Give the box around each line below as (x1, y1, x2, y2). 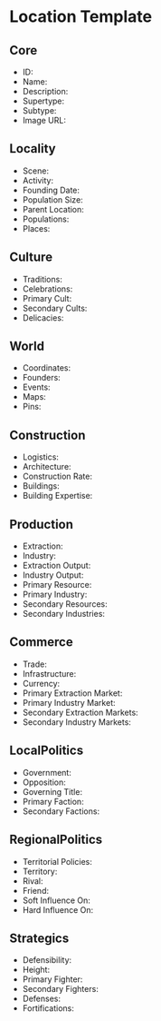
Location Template (9, 6, 152, 27)
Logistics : (22, 451, 59, 462)
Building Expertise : (22, 491, 93, 501)
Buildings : (22, 481, 61, 491)
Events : (22, 382, 52, 392)
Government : (22, 767, 72, 778)
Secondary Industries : (22, 609, 106, 620)
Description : (22, 86, 69, 96)
